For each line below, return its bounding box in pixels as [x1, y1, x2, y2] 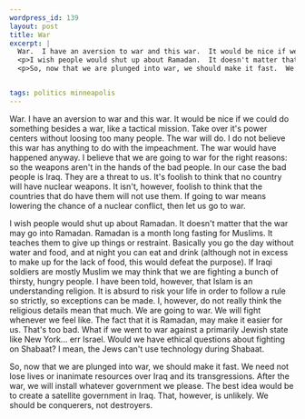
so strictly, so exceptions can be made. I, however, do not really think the [9, 294, 282, 305]
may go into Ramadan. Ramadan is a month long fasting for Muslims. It [9, 227, 273, 238]
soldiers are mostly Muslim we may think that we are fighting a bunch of [9, 265, 279, 277]
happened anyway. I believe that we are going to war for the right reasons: [9, 152, 288, 163]
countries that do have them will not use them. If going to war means [9, 190, 267, 201]
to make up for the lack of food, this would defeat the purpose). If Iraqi [9, 256, 272, 267]
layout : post [9, 22, 59, 31]
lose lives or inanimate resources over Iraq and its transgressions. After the [9, 370, 290, 382]
